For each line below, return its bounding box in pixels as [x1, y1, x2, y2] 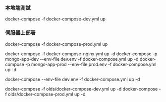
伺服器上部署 [5, 29, 36, 36]
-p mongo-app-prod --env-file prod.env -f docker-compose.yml [25, 61, 157, 67]
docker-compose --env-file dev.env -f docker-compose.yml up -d [5, 76, 140, 82]
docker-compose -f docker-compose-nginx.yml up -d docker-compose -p [5, 51, 158, 57]
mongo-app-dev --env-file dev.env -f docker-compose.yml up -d [5, 56, 139, 62]
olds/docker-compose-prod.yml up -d [8, 91, 86, 97]
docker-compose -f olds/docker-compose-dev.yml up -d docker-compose [5, 86, 158, 92]
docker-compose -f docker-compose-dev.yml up [5, 16, 106, 22]
